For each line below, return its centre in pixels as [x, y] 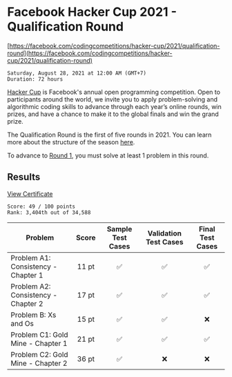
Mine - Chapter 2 [39, 363]
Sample [119, 229]
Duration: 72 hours [35, 79]
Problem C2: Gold [39, 354]
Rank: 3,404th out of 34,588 [49, 212]
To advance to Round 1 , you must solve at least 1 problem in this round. [108, 155]
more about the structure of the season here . [71, 142]
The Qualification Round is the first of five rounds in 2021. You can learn [109, 135]
